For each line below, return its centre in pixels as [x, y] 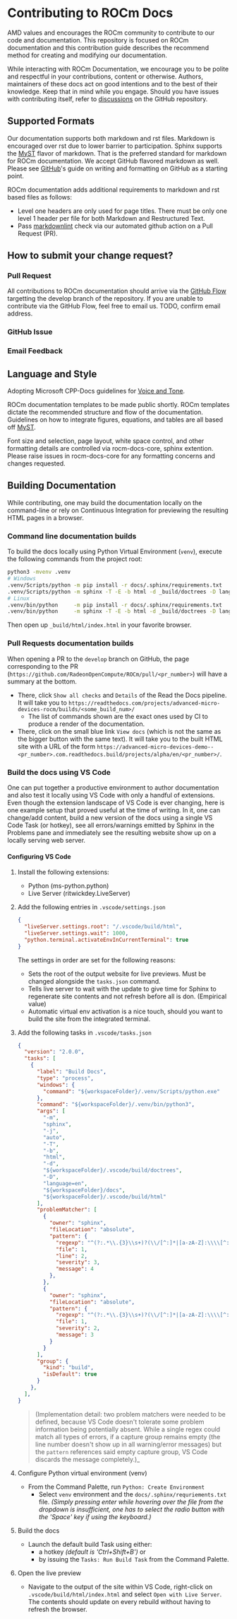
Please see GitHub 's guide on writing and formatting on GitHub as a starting [117, 168]
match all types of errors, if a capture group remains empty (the [128, 1436]
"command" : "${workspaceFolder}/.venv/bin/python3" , [116, 1105]
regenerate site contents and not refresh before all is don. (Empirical [127, 996]
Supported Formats [51, 121]
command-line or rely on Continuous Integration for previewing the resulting [118, 510]
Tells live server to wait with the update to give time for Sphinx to [122, 989]
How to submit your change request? [90, 256]
